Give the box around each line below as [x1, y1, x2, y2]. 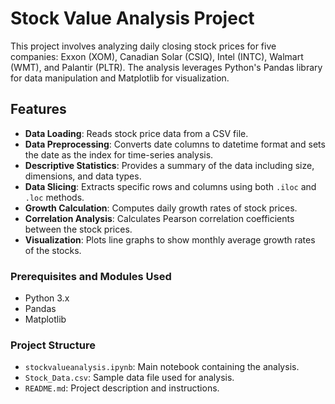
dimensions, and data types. [24, 170, 142, 182]
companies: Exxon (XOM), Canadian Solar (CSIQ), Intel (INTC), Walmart [10, 50, 304, 62]
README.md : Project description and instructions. [24, 382, 220, 394]
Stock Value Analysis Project [10, 7, 255, 30]
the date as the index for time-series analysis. [24, 148, 214, 161]
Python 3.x [24, 292, 70, 304]
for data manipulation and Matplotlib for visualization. [10, 72, 230, 84]
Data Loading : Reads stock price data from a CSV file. [24, 127, 249, 139]
